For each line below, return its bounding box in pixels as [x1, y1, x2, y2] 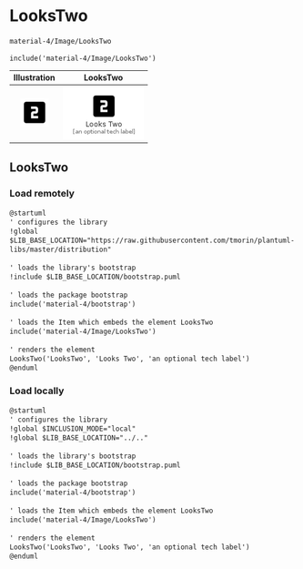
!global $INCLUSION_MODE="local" [9, 424, 136, 433]
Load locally [9, 384, 65, 397]
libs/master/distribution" [9, 245, 112, 254]
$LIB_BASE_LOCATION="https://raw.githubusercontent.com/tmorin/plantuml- [9, 236, 296, 245]
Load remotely [9, 187, 76, 199]
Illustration [13, 72, 56, 83]
